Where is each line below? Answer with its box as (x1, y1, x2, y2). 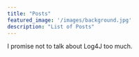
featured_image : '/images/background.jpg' (7, 17, 132, 24)
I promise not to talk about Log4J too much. (7, 42, 133, 51)
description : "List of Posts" (7, 23, 95, 30)
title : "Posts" (7, 10, 51, 17)
